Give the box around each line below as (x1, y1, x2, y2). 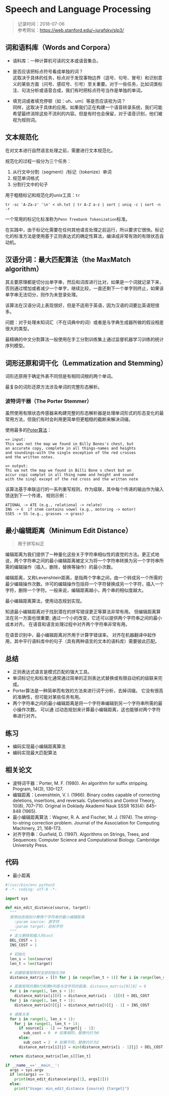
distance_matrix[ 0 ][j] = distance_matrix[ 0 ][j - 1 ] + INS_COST (14, 1002, 150, 1008)
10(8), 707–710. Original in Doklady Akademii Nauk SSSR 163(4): (12, 802, 145, 809)
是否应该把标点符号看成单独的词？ (12, 68, 83, 74)
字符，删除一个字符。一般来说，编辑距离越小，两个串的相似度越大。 (5, 587, 146, 593)
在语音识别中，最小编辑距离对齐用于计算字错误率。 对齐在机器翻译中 (5, 632, 147, 638)
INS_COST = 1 (10, 943, 37, 948)
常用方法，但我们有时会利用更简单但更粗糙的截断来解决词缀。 (5, 417, 133, 423)
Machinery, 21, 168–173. (12, 825, 62, 831)
